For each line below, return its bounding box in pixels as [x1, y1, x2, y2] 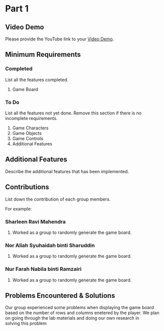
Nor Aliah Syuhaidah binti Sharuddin [5, 242, 95, 249]
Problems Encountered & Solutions [5, 291, 115, 300]
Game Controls [12, 135, 44, 141]
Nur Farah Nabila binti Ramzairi [5, 266, 82, 273]
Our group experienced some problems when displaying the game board [5, 305, 154, 311]
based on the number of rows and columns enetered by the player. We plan [5, 310, 160, 316]
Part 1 [5, 3, 29, 14]
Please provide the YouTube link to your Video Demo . [5, 36, 114, 42]
